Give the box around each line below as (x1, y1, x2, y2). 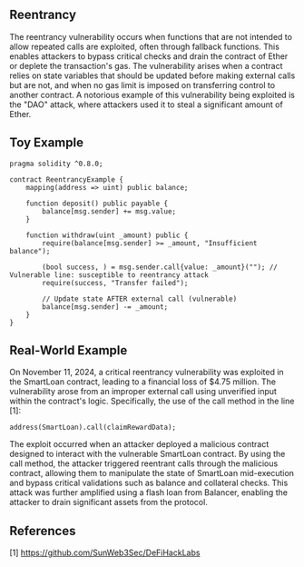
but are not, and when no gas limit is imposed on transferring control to (9, 79, 275, 90)
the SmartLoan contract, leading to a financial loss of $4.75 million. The (9, 376, 277, 387)
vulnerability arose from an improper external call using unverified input (9, 386, 277, 397)
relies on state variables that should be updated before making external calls (9, 70, 296, 81)
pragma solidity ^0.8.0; (9, 159, 103, 168)
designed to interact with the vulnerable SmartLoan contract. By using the (9, 449, 286, 460)
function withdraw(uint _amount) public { (25, 231, 189, 240)
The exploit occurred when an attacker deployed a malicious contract (9, 439, 270, 450)
